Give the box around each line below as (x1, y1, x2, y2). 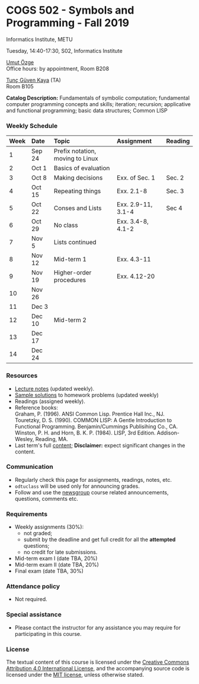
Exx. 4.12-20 (116, 272, 155, 280)
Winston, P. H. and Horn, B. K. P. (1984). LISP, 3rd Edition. (14, 429, 156, 436)
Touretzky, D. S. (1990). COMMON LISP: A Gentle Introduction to (14, 416, 172, 424)
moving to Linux (53, 155, 99, 163)
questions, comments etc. (14, 495, 78, 502)
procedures (53, 276, 86, 285)
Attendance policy (6, 582, 60, 590)
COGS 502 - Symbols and (6, 4, 134, 17)
